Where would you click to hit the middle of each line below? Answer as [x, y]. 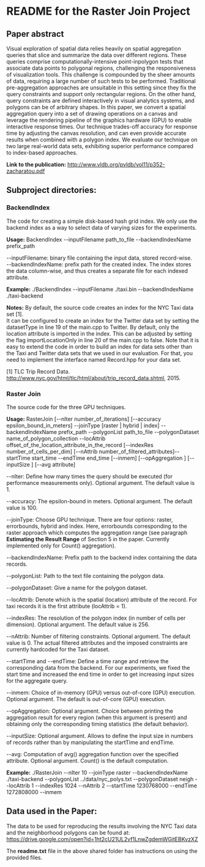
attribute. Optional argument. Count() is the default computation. [88, 760]
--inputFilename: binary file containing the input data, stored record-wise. [99, 258]
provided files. [24, 857]
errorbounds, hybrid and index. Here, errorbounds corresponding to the [97, 526]
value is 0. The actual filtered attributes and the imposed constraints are [97, 643]
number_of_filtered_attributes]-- [139, 451]
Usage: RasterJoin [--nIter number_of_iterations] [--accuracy [84, 419]
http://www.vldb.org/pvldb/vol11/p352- [116, 164]
